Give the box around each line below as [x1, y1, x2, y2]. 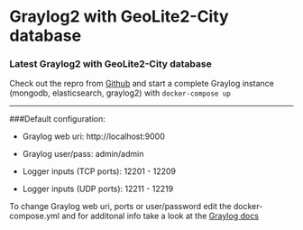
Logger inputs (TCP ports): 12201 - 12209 [22, 166, 177, 177]
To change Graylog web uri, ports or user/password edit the [9, 201, 232, 212]
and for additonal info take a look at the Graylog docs [61, 210, 260, 222]
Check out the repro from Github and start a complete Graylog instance [9, 78, 275, 89]
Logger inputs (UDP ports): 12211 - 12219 [22, 183, 174, 195]
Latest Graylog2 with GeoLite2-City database [9, 58, 212, 70]
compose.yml [9, 210, 60, 222]
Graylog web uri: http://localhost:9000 [22, 131, 165, 142]
